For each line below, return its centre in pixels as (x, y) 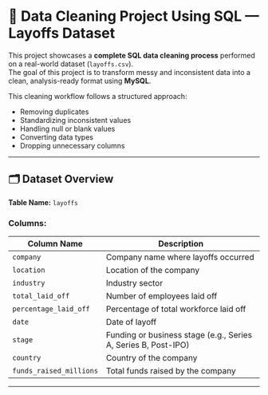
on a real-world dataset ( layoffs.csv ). (71, 64)
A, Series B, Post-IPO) (148, 345)
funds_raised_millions (55, 371)
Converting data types (57, 137)
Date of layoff (131, 322)
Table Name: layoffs (43, 202)
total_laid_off (41, 296)
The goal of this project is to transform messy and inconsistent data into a (130, 72)
